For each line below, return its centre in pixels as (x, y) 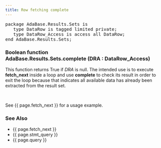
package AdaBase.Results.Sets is (47, 24)
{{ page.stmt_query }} (35, 135)
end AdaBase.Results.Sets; (39, 39)
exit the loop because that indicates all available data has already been (79, 80)
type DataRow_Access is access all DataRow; (69, 34)
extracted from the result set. (36, 85)
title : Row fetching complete (37, 10)
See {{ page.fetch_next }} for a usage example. (54, 105)
